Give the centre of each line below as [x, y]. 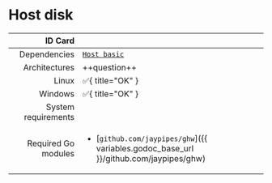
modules [58, 153]
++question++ [109, 67]
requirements [49, 117]
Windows [57, 93]
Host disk [41, 15]
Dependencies [47, 54]
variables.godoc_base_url [145, 148]
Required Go [51, 143]
